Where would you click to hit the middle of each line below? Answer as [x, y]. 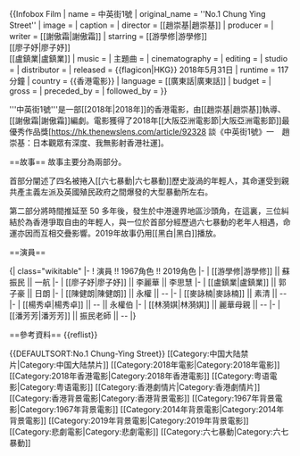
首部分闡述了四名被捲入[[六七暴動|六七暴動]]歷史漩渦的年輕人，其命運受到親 [150, 181]
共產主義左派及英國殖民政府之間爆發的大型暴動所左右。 [111, 192]
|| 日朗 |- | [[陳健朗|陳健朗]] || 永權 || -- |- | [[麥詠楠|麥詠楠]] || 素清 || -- [157, 293]
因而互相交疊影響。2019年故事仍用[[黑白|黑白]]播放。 [123, 233]
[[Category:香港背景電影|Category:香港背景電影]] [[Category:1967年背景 [142, 398]
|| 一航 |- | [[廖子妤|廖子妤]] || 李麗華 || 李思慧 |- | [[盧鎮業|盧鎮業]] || [151, 282]
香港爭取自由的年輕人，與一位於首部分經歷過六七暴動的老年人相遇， [158, 222]
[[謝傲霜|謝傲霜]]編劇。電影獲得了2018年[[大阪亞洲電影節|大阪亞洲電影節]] [146, 120]
